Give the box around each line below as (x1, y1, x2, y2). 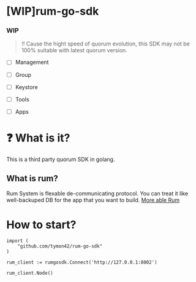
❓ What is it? (6, 131, 70, 145)
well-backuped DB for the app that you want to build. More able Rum (6, 196, 179, 203)
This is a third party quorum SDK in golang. (6, 155, 115, 163)
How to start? (6, 217, 77, 232)
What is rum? (6, 173, 58, 184)
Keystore (15, 83, 38, 90)
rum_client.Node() (6, 270, 53, 276)
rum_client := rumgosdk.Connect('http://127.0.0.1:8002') (6, 259, 157, 265)
